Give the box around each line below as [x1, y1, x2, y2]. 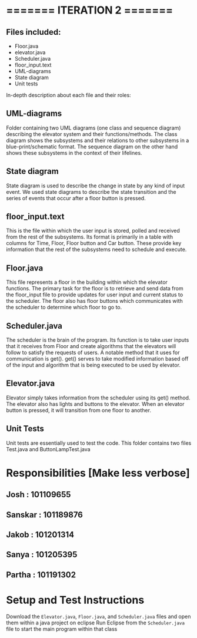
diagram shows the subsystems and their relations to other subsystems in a [6, 137, 189, 144]
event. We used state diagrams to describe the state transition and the [6, 188, 176, 195]
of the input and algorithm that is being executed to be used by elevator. [6, 362, 181, 369]
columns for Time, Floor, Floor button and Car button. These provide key [6, 240, 182, 247]
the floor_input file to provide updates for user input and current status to [6, 291, 183, 298]
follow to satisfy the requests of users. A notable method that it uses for [6, 349, 180, 356]
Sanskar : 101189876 [6, 510, 84, 520]
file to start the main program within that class [6, 625, 118, 632]
